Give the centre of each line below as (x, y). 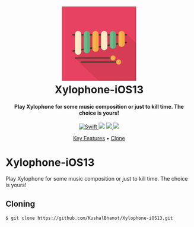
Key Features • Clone (99, 138)
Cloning (20, 204)
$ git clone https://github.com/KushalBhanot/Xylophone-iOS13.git (89, 218)
